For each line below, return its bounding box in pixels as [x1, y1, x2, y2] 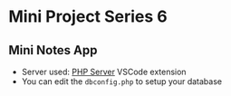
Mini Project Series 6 [8, 6, 168, 27]
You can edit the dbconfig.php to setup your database [21, 76, 223, 87]
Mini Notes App [8, 43, 98, 58]
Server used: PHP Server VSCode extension [21, 66, 187, 77]
